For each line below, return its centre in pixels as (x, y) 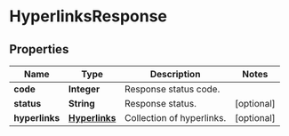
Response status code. (172, 89)
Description (175, 74)
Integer (84, 89)
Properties (39, 49)
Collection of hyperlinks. (175, 118)
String (81, 104)
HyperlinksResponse (88, 16)
